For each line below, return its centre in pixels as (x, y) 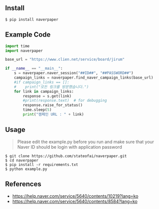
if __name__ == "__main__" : (34, 69)
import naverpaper (24, 51)
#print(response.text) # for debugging (65, 101)
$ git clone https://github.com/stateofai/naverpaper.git (66, 156)
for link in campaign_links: (44, 91)
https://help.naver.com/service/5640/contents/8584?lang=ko (75, 201)
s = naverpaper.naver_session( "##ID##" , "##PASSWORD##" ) (74, 73)
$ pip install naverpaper (32, 19)
